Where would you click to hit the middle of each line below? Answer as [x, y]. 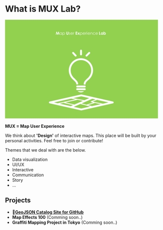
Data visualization [30, 159]
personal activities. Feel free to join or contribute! [54, 140]
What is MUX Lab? [43, 9]
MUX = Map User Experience [35, 126]
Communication [28, 175]
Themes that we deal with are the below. [46, 150]
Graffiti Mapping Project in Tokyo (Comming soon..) [65, 222]
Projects [18, 200]
